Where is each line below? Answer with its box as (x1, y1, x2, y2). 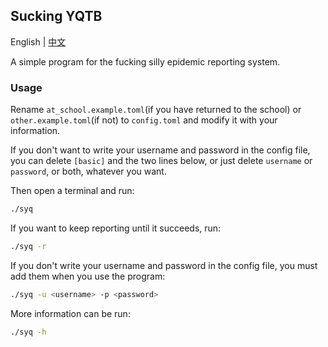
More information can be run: (10, 307, 131, 319)
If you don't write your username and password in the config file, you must (10, 259, 318, 271)
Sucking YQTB (10, 8, 103, 25)
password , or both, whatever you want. (10, 165, 167, 178)
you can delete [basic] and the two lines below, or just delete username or (10, 155, 313, 167)
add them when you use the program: (10, 270, 166, 282)
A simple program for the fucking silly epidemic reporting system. (10, 55, 281, 68)
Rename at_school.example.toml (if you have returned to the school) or (10, 104, 302, 116)
